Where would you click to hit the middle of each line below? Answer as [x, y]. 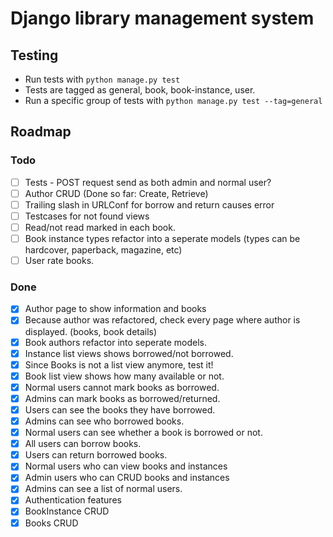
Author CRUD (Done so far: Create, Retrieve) [116, 193]
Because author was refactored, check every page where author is [162, 320]
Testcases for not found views [87, 216]
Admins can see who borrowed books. [104, 421]
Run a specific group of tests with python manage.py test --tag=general [173, 100]
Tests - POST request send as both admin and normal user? [148, 182]
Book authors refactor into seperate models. [116, 342]
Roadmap [41, 132]
